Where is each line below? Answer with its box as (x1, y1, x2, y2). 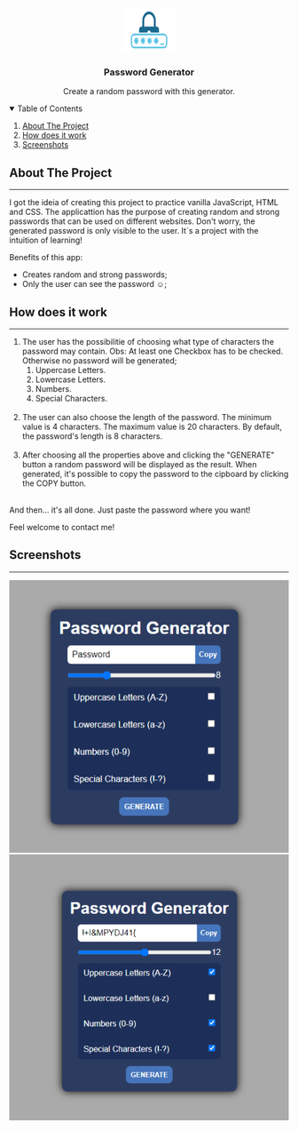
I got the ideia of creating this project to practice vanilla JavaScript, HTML (9, 197, 279, 208)
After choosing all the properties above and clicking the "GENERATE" (21, 450, 275, 460)
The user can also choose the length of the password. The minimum (21, 411, 272, 422)
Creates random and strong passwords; (21, 269, 168, 280)
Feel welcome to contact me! (9, 521, 115, 532)
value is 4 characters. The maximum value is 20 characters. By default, (21, 421, 282, 432)
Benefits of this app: (9, 252, 83, 263)
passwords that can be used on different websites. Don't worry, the (9, 216, 255, 227)
